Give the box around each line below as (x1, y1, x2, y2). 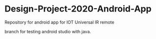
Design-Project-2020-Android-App (4, 3, 152, 14)
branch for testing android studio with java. (4, 28, 91, 34)
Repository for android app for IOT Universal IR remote (4, 19, 114, 25)
